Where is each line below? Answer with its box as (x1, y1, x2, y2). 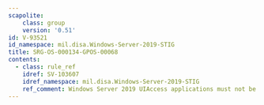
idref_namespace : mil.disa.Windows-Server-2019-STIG (22, 77, 200, 85)
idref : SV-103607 (22, 70, 80, 78)
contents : (8, 56, 41, 64)
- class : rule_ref (15, 63, 77, 71)
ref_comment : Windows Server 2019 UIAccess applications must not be (22, 84, 257, 93)
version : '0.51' (22, 26, 77, 34)
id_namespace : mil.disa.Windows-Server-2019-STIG (8, 41, 175, 49)
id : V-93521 (8, 33, 47, 42)
